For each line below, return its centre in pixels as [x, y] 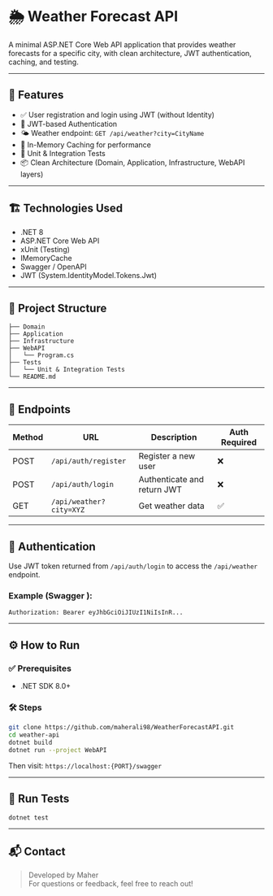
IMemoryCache [46, 258]
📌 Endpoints [40, 409]
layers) [32, 174]
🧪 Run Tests [39, 799]
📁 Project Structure [58, 308]
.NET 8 [32, 232]
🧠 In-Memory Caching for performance [86, 145]
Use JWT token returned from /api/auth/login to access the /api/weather [133, 566]
